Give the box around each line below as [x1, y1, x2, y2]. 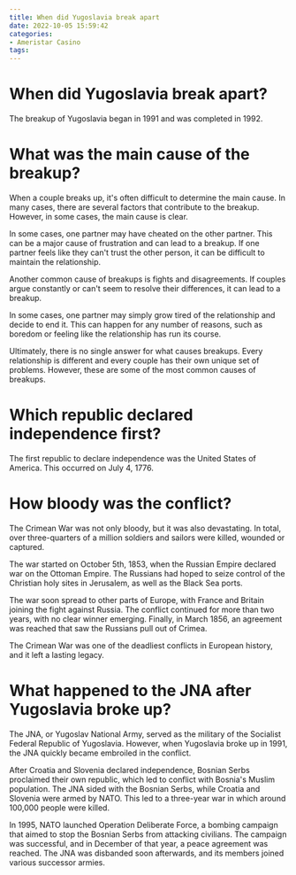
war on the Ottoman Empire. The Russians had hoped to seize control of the [9, 568, 285, 578]
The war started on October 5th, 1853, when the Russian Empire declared [9, 559, 277, 569]
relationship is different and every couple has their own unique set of [9, 355, 260, 366]
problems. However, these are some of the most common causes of [9, 365, 256, 375]
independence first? [9, 424, 162, 444]
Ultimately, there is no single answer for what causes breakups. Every [9, 346, 263, 356]
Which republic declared [9, 405, 194, 425]
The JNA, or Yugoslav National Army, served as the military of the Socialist [9, 728, 281, 739]
